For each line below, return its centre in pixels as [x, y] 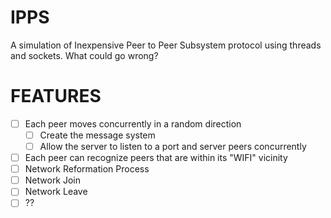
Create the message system [97, 135]
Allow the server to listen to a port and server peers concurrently [173, 146]
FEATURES [56, 96]
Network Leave [56, 192]
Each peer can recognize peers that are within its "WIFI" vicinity [156, 158]
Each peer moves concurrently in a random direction [133, 123]
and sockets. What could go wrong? [84, 55]
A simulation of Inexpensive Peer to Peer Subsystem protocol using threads [166, 45]
